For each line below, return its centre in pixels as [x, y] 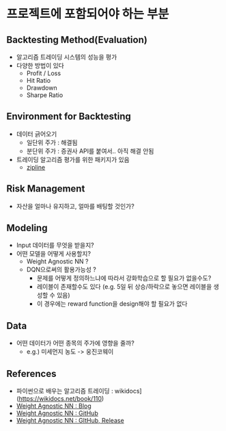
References [31, 374]
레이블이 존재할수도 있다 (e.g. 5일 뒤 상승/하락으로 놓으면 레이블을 [124, 287]
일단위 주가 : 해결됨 [52, 142]
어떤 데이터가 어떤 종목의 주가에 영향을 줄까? [75, 343]
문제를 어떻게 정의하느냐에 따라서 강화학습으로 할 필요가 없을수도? [124, 278]
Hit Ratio [39, 80]
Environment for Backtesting [69, 117]
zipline [36, 167]
